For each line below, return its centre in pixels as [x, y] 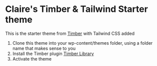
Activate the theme [32, 59]
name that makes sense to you [44, 48]
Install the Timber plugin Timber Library [53, 54]
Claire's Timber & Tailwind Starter [77, 9]
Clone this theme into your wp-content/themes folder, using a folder [82, 43]
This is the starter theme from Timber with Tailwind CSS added [70, 33]
